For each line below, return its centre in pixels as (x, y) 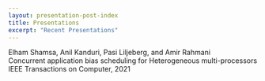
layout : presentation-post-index (63, 15)
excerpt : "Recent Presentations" (63, 30)
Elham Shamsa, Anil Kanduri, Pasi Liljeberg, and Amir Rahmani (110, 53)
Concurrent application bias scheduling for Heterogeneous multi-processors (133, 61)
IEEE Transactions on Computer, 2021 (69, 69)
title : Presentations (44, 23)
